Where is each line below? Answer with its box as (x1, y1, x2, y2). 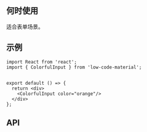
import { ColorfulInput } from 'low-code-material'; (6, 64, 142, 70)
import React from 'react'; (6, 59, 77, 65)
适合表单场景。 (6, 23, 44, 30)
